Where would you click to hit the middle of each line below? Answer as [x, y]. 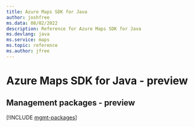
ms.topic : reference [32, 46]
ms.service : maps [28, 40]
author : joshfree [28, 17]
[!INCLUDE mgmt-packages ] [42, 117]
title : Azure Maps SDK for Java [47, 12]
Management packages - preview [71, 103]
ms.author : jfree [28, 51]
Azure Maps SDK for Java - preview [97, 80]
